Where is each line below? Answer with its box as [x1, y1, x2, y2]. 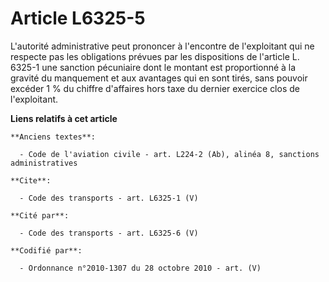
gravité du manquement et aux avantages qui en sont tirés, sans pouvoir [10, 72, 308, 84]
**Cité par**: [10, 210, 70, 221]
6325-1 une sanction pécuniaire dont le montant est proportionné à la [10, 61, 297, 73]
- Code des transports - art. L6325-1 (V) [19, 193, 199, 203]
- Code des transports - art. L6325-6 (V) [19, 228, 199, 238]
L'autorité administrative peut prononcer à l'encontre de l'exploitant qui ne [10, 40, 315, 52]
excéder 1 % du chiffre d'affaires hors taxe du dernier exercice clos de [10, 82, 300, 94]
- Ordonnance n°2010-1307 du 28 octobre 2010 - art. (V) [19, 263, 262, 273]
